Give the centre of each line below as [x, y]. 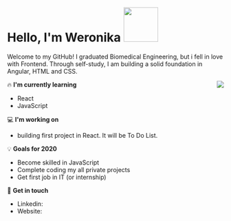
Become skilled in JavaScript [58, 162]
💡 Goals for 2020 [32, 149]
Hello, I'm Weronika [64, 38]
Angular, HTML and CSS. [42, 71]
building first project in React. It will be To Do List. [87, 135]
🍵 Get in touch [28, 190]
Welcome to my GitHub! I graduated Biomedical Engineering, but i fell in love [115, 56]
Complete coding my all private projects [74, 169]
